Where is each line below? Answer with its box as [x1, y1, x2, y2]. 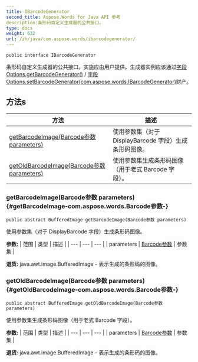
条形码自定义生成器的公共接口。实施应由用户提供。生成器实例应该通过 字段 [6, 63, 187, 70]
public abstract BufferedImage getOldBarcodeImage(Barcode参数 [6, 301, 163, 306]
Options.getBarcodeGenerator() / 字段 [6, 71, 98, 77]
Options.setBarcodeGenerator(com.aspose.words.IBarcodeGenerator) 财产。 [6, 78, 192, 85]
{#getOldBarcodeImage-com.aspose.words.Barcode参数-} [6, 286, 179, 294]
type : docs [6, 25, 33, 31]
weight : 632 [6, 31, 35, 37]
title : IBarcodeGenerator [6, 8, 70, 15]
